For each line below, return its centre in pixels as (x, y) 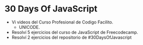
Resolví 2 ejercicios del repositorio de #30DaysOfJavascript (71, 37)
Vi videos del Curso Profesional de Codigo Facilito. (63, 22)
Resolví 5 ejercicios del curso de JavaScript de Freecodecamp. (75, 32)
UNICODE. (29, 27)
